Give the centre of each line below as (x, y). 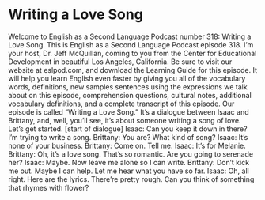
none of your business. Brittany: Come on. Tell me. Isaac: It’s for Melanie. (127, 145)
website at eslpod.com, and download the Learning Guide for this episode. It (133, 70)
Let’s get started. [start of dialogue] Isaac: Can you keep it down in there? (128, 129)
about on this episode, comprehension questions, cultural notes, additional (130, 95)
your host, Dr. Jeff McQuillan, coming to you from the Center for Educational (132, 53)
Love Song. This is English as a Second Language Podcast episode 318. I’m (131, 44)
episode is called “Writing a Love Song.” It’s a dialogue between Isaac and (129, 111)
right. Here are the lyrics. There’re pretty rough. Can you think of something (131, 179)
